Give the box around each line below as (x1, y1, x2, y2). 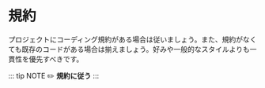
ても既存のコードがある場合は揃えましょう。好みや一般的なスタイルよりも (8, 44, 251, 53)
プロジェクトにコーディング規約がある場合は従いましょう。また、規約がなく (8, 35, 257, 44)
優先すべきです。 (28, 54, 84, 64)
